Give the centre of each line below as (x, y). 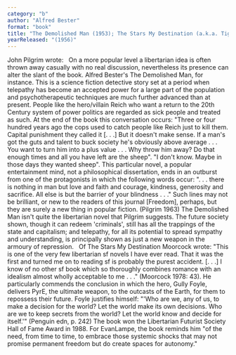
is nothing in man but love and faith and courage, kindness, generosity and (115, 187)
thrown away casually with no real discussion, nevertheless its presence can (118, 67)
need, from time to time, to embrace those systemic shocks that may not (112, 336)
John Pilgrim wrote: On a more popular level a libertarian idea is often (109, 60)
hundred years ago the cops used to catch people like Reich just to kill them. (118, 127)
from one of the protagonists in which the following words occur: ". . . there (116, 179)
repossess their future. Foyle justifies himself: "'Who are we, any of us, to (113, 299)
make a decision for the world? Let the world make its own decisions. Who (115, 306)
